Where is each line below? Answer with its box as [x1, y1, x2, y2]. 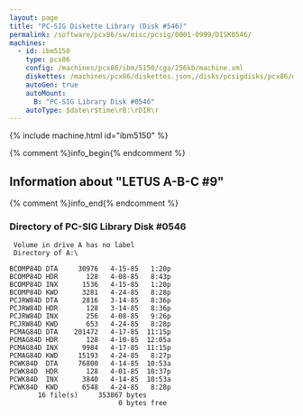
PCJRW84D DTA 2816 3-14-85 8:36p [9, 296, 171, 305]
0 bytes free [118, 399, 168, 408]
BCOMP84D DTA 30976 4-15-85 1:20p [9, 264, 171, 273]
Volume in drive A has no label [13, 241, 135, 250]
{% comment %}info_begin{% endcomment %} [9, 148, 187, 159]
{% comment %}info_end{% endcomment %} [9, 198, 179, 208]
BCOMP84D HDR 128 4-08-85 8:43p [9, 273, 171, 282]
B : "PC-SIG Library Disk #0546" [32, 97, 155, 106]
